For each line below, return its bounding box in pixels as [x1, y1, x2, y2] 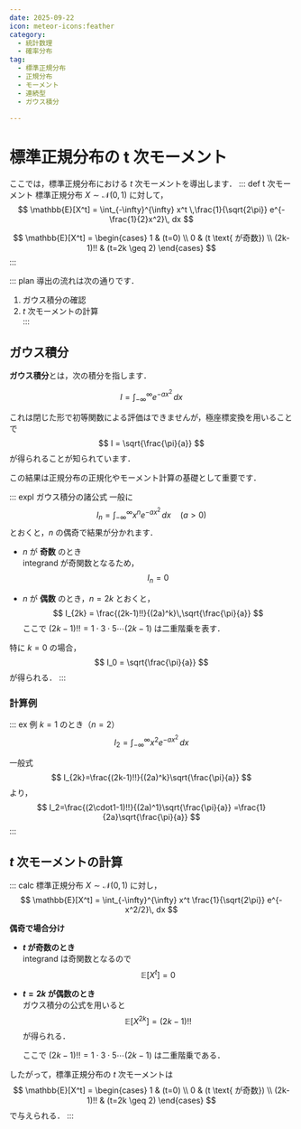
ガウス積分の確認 [22, 294, 87, 305]
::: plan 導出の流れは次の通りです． [9, 275, 140, 286]
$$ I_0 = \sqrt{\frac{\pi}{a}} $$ [94, 657, 209, 667]
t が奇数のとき [22, 942, 76, 953]
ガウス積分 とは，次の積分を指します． [9, 370, 151, 381]
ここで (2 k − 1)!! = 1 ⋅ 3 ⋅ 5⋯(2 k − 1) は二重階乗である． [22, 1050, 225, 1061]
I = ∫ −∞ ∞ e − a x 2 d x [120, 388, 183, 405]
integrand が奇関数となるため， [22, 557, 140, 568]
